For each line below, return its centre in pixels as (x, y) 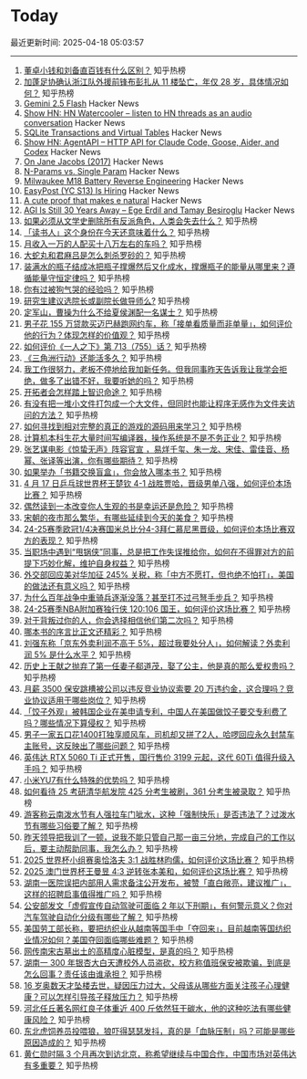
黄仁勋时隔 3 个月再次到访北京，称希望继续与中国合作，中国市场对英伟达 (160, 1053)
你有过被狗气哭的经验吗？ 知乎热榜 (88, 289)
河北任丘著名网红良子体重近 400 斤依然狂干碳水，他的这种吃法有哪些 (153, 1008)
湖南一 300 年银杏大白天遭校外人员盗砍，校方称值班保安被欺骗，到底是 (157, 962)
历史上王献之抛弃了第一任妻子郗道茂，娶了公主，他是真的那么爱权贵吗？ (159, 665)
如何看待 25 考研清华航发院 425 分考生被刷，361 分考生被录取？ (144, 791)
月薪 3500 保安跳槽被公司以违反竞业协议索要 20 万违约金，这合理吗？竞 (159, 688)
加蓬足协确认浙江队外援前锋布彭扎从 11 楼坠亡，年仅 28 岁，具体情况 (152, 81)
